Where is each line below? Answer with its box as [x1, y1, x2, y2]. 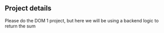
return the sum [5, 23, 36, 29]
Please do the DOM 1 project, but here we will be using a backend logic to [5, 17, 159, 23]
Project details [5, 4, 52, 13]
